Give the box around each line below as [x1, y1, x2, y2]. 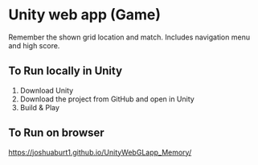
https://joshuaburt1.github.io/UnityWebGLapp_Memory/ [8, 147, 192, 157]
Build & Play [19, 102, 60, 112]
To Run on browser [8, 126, 104, 140]
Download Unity [19, 85, 74, 95]
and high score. [8, 40, 60, 50]
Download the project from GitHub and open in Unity [19, 94, 195, 104]
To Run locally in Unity [8, 64, 123, 78]
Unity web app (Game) [8, 6, 162, 24]
